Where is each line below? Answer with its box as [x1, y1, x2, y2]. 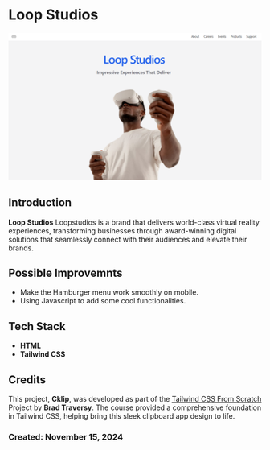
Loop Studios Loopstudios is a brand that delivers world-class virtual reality [8, 217, 260, 227]
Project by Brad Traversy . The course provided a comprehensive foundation [8, 403, 262, 412]
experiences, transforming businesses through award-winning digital [8, 225, 237, 235]
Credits [8, 373, 47, 386]
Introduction [8, 196, 72, 210]
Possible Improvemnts [8, 266, 123, 279]
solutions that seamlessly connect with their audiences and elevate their [8, 234, 247, 244]
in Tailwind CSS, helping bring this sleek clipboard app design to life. [8, 411, 235, 421]
